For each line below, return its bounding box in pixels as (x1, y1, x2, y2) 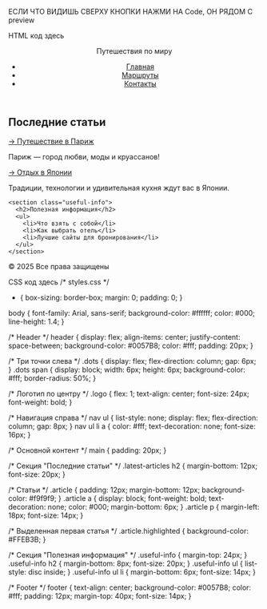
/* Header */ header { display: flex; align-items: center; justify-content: (8, 333, 241, 342)
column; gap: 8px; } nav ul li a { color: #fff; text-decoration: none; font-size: (8, 421, 256, 431)
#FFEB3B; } (8, 534, 46, 544)
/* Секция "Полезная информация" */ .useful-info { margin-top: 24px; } (8, 551, 248, 560)
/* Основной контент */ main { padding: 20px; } (8, 446, 167, 455)
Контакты (123, 79, 157, 88)
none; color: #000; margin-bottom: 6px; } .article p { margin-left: (47, 502, 260, 512)
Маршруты (121, 71, 159, 79)
